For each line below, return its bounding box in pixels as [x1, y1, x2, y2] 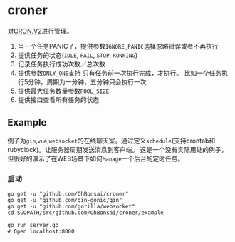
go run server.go [7, 222, 59, 229]
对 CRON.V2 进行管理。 [7, 26, 73, 35]
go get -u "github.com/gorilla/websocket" [7, 203, 135, 211]
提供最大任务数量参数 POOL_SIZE [17, 86, 110, 95]
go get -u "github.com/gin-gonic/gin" [7, 197, 122, 204]
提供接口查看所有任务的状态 [17, 95, 100, 104]
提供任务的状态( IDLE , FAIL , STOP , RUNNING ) [17, 51, 138, 59]
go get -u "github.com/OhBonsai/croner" [7, 191, 130, 198]
